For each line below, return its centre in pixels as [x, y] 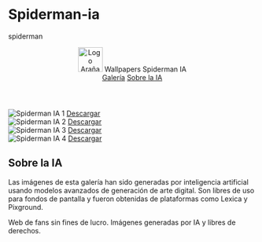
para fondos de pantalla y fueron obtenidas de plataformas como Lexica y [128, 199]
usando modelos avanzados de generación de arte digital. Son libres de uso [131, 190]
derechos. [25, 230]
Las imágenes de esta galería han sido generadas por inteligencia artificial [129, 181]
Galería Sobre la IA [132, 77]
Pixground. [26, 207]
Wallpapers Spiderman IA [146, 69]
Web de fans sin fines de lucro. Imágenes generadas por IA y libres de [122, 222]
